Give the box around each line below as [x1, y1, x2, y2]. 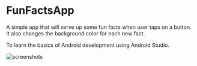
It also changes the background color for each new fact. [6, 29, 145, 37]
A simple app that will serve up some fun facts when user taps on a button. [6, 23, 192, 31]
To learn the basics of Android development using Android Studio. [6, 41, 170, 49]
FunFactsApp [6, 4, 74, 17]
